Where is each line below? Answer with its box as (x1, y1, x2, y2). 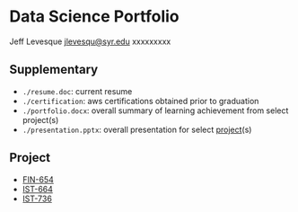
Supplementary (9, 62, 99, 77)
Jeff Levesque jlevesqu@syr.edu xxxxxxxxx (9, 36, 171, 47)
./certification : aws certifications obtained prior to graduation (22, 95, 259, 106)
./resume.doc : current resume (22, 85, 133, 96)
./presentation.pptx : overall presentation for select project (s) (22, 124, 252, 135)
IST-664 (22, 183, 54, 194)
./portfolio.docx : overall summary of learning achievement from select (22, 105, 289, 116)
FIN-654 (22, 173, 54, 185)
